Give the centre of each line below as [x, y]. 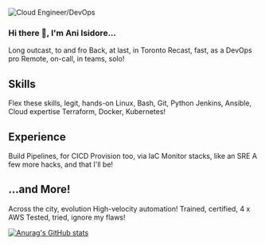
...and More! [39, 190]
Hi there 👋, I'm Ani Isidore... [62, 33]
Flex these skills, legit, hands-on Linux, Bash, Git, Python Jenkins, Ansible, [130, 103]
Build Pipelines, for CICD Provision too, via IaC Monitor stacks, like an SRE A [132, 156]
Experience [37, 137]
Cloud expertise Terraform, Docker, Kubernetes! [87, 112]
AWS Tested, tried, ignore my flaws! [67, 217]
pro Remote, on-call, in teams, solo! [66, 59]
